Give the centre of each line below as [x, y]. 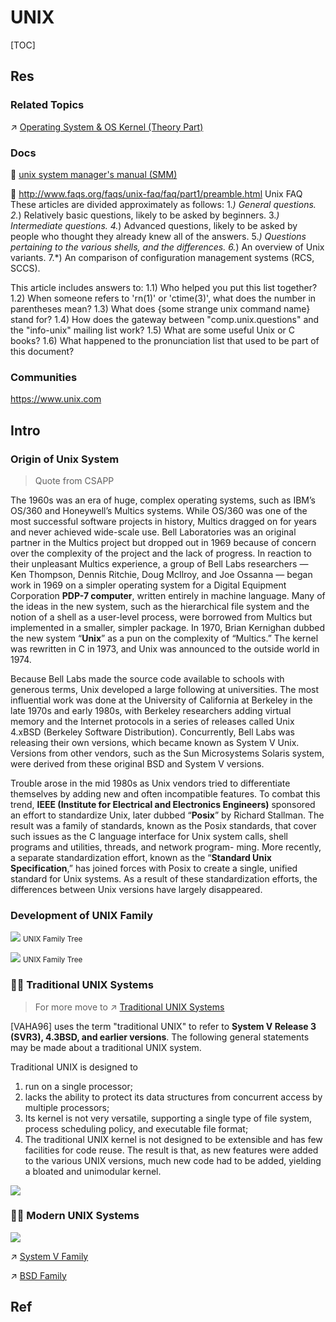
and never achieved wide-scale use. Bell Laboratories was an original [153, 532]
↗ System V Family [49, 1256]
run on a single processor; [78, 1086]
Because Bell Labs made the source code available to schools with [147, 678]
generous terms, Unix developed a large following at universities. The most [165, 689]
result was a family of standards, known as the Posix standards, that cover [163, 825]
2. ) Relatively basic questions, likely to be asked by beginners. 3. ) [145, 215]
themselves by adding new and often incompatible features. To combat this [165, 793]
